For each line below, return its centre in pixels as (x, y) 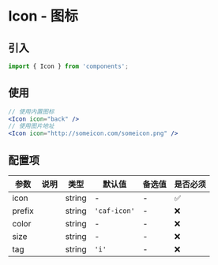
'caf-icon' (115, 211)
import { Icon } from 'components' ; (68, 66)
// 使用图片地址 (31, 126)
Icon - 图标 (43, 16)
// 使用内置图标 (31, 111)
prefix (23, 211)
